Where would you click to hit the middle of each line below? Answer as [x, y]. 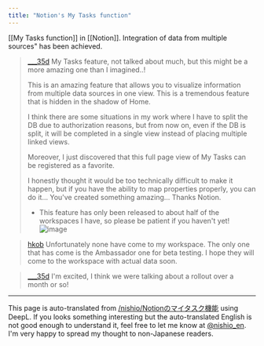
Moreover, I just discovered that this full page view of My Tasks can [136, 157]
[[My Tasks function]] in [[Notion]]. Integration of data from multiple [118, 38]
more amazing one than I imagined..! [86, 69]
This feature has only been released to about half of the [129, 212]
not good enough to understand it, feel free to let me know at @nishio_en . [127, 325]
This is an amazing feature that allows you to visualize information [134, 85]
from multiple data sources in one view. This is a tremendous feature [138, 93]
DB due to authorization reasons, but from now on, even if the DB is [136, 125]
